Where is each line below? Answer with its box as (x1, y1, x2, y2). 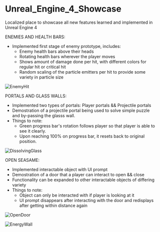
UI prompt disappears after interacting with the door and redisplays (19, 197, 154, 203)
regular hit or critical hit (19, 64, 66, 70)
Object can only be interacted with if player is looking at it (19, 192, 135, 198)
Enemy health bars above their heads (19, 48, 94, 54)
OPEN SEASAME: (5, 157, 40, 163)
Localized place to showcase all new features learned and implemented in (5, 19, 153, 25)
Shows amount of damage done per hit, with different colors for (19, 59, 147, 64)
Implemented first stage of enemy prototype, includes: (12, 43, 121, 49)
